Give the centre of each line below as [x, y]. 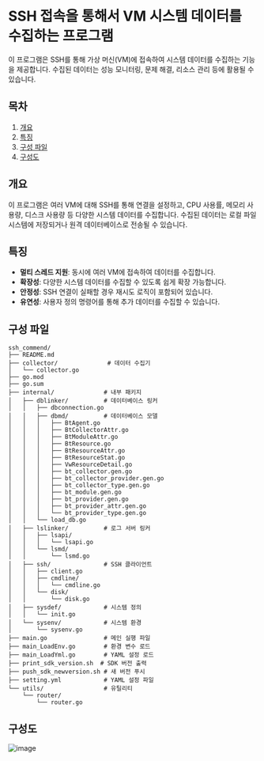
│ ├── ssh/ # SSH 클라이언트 [80, 565]
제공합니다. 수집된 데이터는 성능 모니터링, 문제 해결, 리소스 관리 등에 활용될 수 [135, 69]
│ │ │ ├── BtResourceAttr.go [67, 451]
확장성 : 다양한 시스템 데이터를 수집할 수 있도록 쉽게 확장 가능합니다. [123, 282]
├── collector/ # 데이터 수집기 [79, 363]
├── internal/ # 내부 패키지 [75, 392]
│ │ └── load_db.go [47, 520]
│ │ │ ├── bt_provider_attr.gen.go [77, 506]
